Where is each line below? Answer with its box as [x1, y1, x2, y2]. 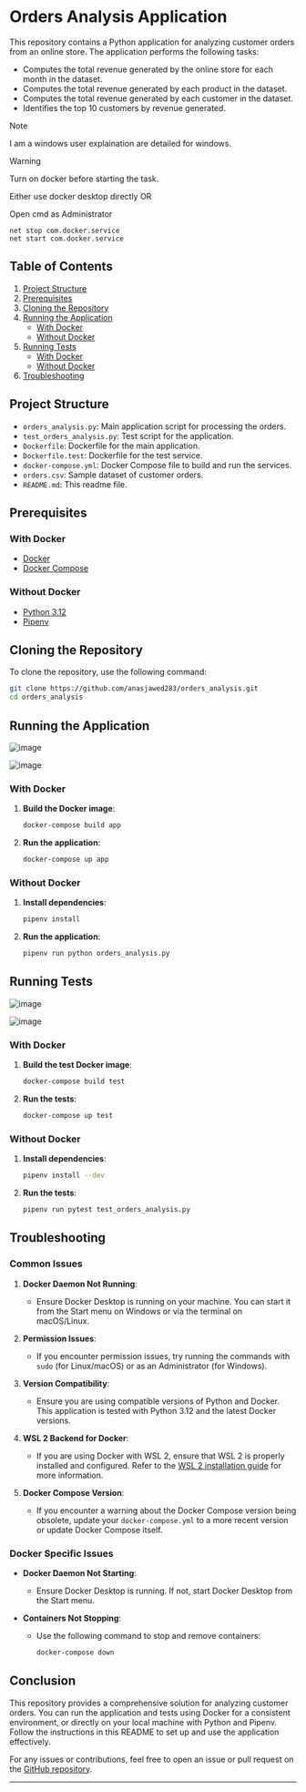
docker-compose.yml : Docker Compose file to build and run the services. [22, 459, 292, 470]
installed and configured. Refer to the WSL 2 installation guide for [36, 1459, 282, 1470]
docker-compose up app [22, 855, 109, 865]
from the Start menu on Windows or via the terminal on [36, 1306, 243, 1316]
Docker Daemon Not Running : [22, 1278, 138, 1289]
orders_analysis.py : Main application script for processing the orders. [22, 421, 287, 432]
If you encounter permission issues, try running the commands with [36, 1350, 291, 1361]
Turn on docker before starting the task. [9, 173, 159, 184]
